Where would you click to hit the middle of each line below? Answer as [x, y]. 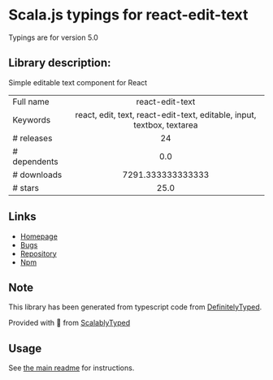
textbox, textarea [166, 125]
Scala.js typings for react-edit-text [128, 15]
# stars [26, 188]
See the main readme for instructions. [71, 368]
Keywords [32, 119]
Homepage [39, 236]
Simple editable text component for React [78, 82]
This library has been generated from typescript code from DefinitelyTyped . [135, 307]
